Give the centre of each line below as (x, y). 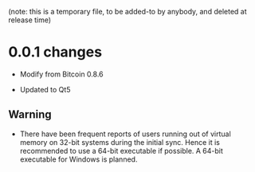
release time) (30, 20)
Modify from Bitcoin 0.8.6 (61, 74)
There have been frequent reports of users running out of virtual (125, 134)
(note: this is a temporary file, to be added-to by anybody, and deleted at (127, 12)
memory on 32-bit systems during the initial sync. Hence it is (120, 142)
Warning (30, 115)
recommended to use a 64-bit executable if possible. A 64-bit (121, 150)
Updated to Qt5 (45, 89)
